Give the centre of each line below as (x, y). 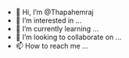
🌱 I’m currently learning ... (57, 29)
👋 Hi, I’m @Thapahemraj (54, 12)
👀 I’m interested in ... (48, 20)
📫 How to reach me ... (52, 46)
